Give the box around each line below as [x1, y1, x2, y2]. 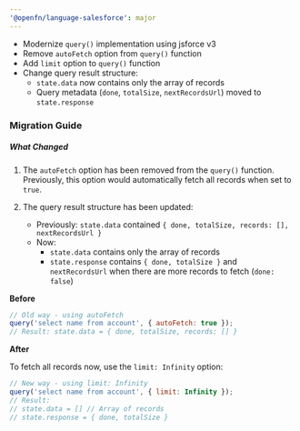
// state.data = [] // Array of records [9, 404, 165, 414]
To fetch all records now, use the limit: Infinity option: [9, 361, 224, 373]
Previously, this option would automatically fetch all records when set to [22, 174, 293, 185]
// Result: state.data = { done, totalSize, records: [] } [9, 327, 238, 336]
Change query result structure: [22, 67, 139, 78]
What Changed [9, 142, 69, 153]
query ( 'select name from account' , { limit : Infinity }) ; [9, 387, 234, 396]
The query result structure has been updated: [22, 201, 194, 212]
